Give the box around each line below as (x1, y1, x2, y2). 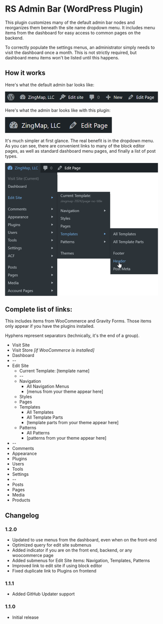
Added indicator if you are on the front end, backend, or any (12, 547, 132, 553)
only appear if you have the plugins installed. (5, 323, 95, 329)
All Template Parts (26, 414, 63, 420)
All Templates (26, 410, 54, 415)
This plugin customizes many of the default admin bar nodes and (5, 19, 135, 25)
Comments (12, 446, 34, 451)
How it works (5, 69, 46, 77)
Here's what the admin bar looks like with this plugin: (5, 107, 111, 113)
